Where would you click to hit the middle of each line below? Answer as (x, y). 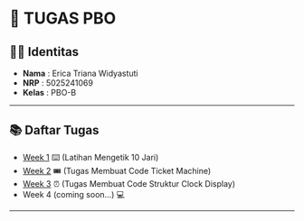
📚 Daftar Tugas (54, 130)
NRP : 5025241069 (57, 83)
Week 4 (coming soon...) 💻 (73, 194)
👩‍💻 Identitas (44, 52)
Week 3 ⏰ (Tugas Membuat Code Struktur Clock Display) (129, 183)
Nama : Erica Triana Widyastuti (80, 73)
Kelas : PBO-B (49, 92)
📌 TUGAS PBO (63, 18)
